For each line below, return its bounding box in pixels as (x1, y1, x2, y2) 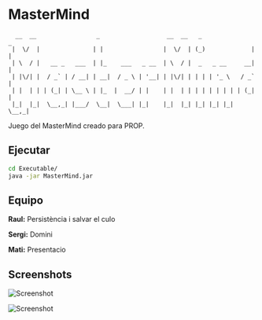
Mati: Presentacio (8, 245, 66, 255)
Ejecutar (8, 144, 50, 157)
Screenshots (8, 267, 72, 281)
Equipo (8, 193, 43, 207)
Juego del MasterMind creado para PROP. (8, 120, 146, 131)
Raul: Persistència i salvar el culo (8, 215, 116, 224)
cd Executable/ (8, 164, 58, 172)
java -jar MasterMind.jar (8, 171, 93, 180)
